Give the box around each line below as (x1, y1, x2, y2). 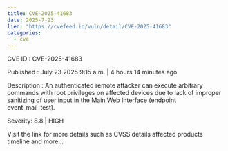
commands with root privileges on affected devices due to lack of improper (7, 89, 222, 97)
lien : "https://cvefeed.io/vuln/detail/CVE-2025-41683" (7, 23, 171, 30)
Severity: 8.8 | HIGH (7, 117, 64, 125)
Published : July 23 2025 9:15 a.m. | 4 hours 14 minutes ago (7, 68, 178, 77)
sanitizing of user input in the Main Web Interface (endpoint (7, 96, 177, 104)
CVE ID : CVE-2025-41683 (7, 54, 83, 63)
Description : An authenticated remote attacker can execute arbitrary (7, 81, 203, 90)
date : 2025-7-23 (7, 17, 54, 23)
